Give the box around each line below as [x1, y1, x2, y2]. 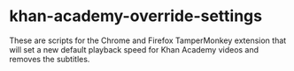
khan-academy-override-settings [9, 6, 263, 26]
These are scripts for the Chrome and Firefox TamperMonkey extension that [9, 35, 287, 46]
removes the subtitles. [9, 53, 90, 64]
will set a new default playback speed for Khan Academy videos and [9, 44, 259, 54]
